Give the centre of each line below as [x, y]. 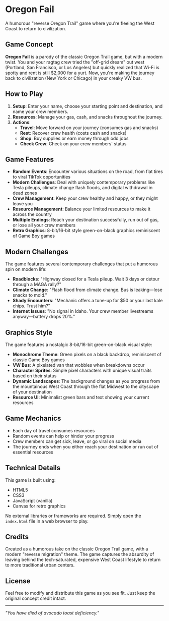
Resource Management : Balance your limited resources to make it [81, 209]
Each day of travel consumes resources [54, 430]
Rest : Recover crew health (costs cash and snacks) [73, 133]
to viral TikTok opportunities [41, 177]
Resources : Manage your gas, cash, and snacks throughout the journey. [88, 117]
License [18, 581]
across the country [32, 214]
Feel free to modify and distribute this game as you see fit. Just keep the [80, 593]
